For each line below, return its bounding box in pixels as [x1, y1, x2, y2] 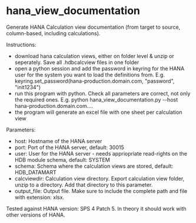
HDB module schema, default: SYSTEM [14, 156, 110, 163]
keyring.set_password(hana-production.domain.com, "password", [14, 77, 175, 85]
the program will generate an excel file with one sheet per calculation [14, 109, 182, 116]
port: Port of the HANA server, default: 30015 [14, 144, 125, 151]
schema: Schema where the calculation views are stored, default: [14, 163, 174, 170]
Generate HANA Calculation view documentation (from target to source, [6, 23, 181, 31]
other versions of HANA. [6, 211, 66, 218]
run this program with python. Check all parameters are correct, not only [14, 90, 191, 97]
